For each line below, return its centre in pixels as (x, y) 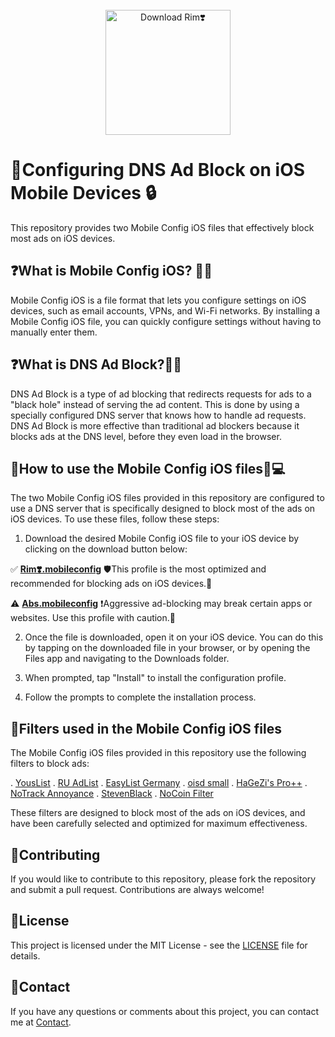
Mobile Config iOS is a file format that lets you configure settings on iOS (158, 300)
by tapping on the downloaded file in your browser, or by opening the (167, 648)
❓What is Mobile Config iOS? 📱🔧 (111, 271)
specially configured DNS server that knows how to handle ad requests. (158, 415)
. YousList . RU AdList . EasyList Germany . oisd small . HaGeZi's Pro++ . (159, 783)
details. (25, 955)
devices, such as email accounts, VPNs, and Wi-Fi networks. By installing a (165, 310)
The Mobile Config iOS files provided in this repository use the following (158, 753)
